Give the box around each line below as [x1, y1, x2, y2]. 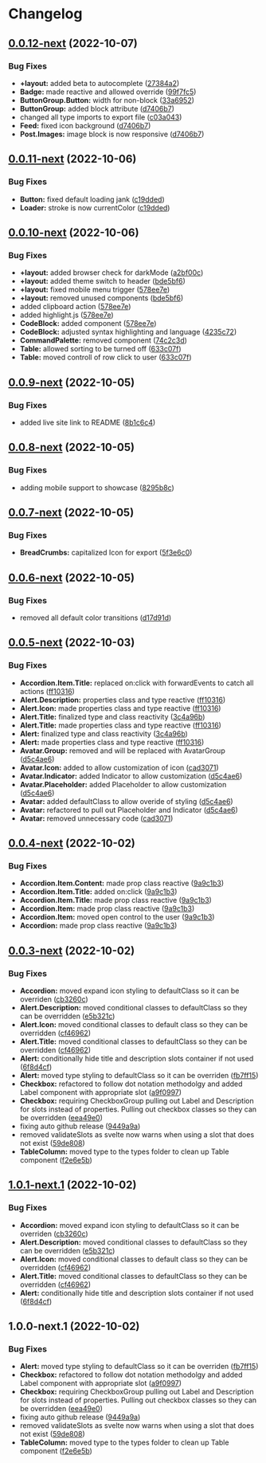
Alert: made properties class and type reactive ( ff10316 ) [19, 737, 205, 747]
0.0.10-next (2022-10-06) [8, 226, 139, 239]
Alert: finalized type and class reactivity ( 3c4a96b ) [19, 728, 189, 738]
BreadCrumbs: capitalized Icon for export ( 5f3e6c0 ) [19, 547, 193, 558]
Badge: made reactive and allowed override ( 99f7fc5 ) [19, 87, 197, 96]
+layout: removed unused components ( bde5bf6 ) [19, 293, 184, 303]
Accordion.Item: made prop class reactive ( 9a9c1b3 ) [19, 904, 195, 913]
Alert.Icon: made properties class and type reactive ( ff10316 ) [19, 703, 221, 713]
